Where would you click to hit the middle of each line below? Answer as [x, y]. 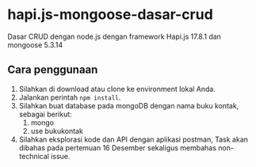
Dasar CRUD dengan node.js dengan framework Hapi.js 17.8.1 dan [114, 36]
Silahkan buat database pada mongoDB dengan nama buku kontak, [129, 105]
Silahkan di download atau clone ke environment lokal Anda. [117, 89]
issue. [60, 156]
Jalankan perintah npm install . [70, 97]
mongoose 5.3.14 [35, 44]
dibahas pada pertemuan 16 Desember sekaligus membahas [118, 147]
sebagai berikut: [45, 114]
